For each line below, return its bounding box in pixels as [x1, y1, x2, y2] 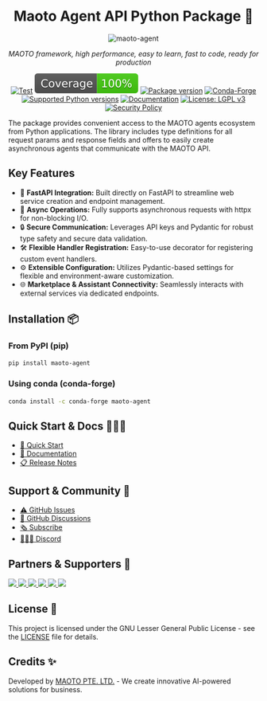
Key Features [8, 166, 75, 180]
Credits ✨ [8, 655, 57, 668]
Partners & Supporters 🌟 [8, 557, 131, 570]
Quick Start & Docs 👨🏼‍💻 [8, 419, 127, 433]
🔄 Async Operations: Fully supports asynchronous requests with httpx [19, 205, 252, 214]
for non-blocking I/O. [19, 213, 89, 222]
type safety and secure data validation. [19, 233, 149, 243]
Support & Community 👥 [8, 484, 131, 497]
